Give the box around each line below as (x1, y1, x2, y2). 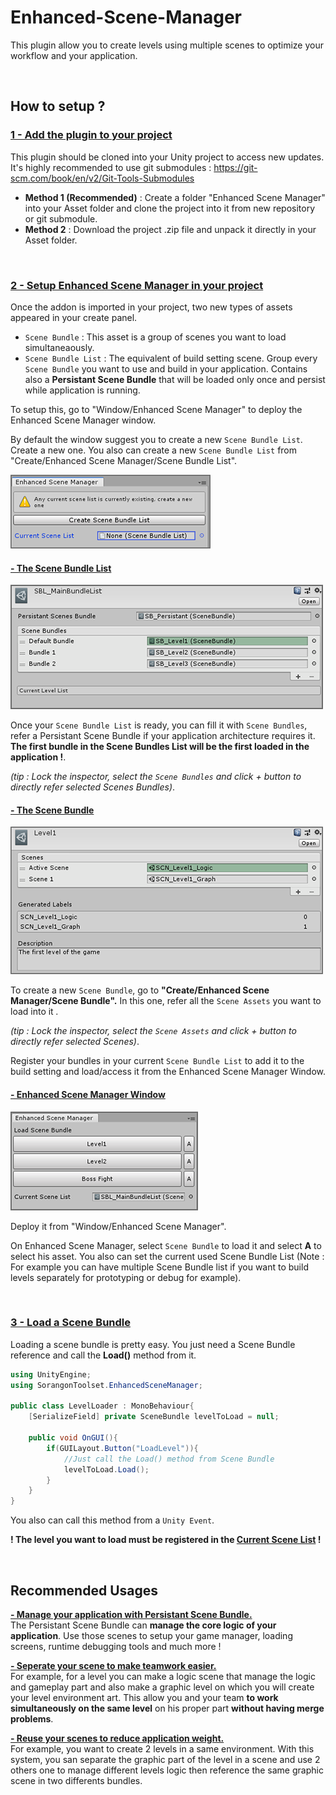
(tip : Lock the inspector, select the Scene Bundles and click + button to (10, 771, 302, 783)
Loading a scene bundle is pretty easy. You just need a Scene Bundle (10, 1338, 296, 1350)
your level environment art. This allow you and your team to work (10, 1692, 279, 1704)
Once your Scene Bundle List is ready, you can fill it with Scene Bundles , (10, 719, 308, 731)
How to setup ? (10, 98, 106, 115)
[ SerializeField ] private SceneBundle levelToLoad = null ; (28, 1412, 280, 1422)
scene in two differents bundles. (10, 1775, 143, 1787)
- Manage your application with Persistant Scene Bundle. (10, 1609, 253, 1621)
